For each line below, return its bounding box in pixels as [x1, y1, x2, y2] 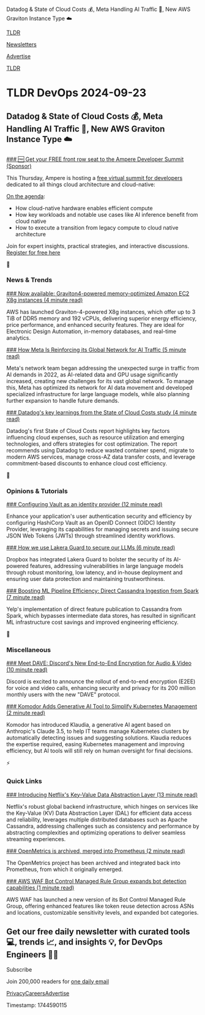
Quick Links [6, 777, 42, 785]
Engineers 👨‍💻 [6, 949, 59, 960]
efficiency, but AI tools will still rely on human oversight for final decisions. [6, 747, 193, 755]
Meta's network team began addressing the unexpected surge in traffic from [6, 364, 199, 372]
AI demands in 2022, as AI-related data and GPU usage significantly [6, 370, 179, 378]
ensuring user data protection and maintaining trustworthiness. [6, 575, 165, 583]
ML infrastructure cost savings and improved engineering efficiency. [6, 618, 179, 626]
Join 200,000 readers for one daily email [6, 978, 109, 985]
